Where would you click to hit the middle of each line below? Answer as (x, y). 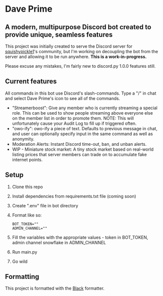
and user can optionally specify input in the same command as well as (82, 134)
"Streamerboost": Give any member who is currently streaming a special (85, 108)
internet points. (27, 159)
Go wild (20, 261)
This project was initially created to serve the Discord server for (69, 46)
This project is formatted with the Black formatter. (55, 288)
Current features (31, 81)
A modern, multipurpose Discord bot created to (78, 27)
